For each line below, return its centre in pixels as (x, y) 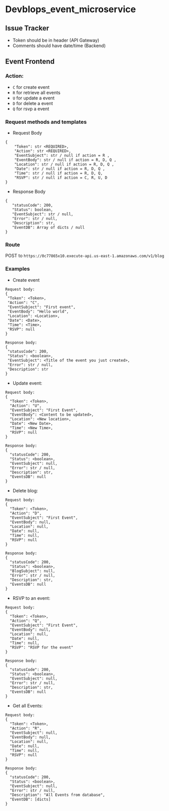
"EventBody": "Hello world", (38, 311)
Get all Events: (28, 705)
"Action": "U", (26, 405)
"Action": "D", (26, 513)
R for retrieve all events (36, 92)
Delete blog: (25, 490)
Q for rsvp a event (31, 109)
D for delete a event (33, 103)
